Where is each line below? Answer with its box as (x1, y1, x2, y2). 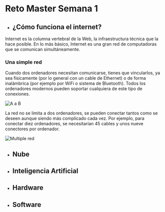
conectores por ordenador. (5, 126, 60, 132)
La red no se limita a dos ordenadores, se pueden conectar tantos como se (5, 110, 158, 116)
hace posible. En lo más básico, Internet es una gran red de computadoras (5, 41, 157, 47)
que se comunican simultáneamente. (5, 47, 81, 52)
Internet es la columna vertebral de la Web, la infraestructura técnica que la (5, 36, 159, 42)
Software (12, 200, 41, 209)
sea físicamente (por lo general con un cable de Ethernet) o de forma (5, 75, 146, 81)
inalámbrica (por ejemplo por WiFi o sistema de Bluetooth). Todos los (5, 80, 146, 87)
